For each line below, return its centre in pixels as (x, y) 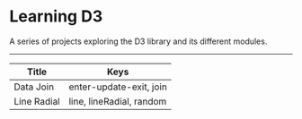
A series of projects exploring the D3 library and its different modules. (138, 41)
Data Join (34, 87)
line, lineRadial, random (118, 101)
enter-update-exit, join (118, 87)
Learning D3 (56, 17)
